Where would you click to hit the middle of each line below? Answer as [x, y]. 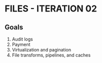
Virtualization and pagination [41, 50]
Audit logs [22, 39]
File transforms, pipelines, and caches [51, 55]
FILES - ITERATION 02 [51, 9]
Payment [21, 44]
